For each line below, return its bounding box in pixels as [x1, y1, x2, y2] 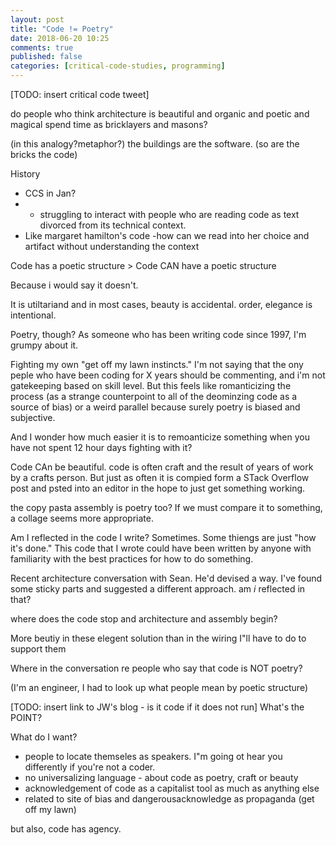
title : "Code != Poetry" [10, 24, 114, 34]
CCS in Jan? [24, 187, 77, 199]
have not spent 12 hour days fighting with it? [10, 442, 193, 453]
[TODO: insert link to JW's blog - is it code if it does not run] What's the [10, 701, 305, 713]
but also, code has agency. [10, 823, 122, 835]
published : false [10, 52, 83, 62]
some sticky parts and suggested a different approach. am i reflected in [10, 583, 306, 595]
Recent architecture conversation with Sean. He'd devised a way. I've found [10, 572, 323, 584]
